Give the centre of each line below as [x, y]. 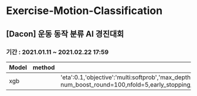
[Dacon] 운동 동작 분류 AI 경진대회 [65, 34]
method [44, 67]
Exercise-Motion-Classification [84, 11]
